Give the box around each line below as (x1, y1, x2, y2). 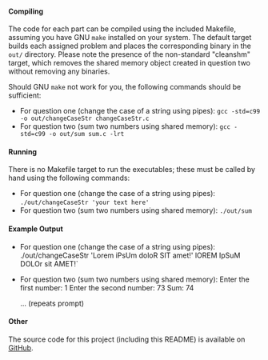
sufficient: (8, 90, 42, 100)
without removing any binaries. (8, 66, 110, 76)
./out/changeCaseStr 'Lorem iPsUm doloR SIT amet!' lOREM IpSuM (19, 250, 241, 260)
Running (8, 146, 38, 156)
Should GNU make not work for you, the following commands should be (8, 82, 242, 92)
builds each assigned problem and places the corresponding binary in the (8, 41, 252, 51)
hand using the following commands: (8, 173, 130, 183)
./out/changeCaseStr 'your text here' (19, 198, 150, 207)
